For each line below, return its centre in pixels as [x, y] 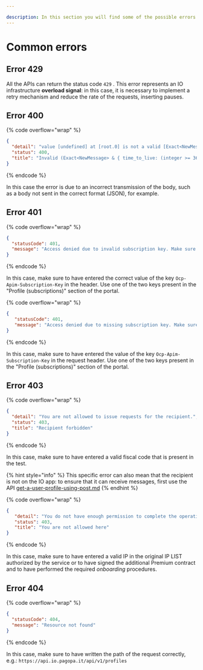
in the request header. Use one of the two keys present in [123, 360]
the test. [17, 463]
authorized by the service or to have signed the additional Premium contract [101, 563]
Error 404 [25, 588]
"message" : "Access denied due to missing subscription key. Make [100, 325]
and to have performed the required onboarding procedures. [82, 569]
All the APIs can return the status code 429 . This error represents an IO [95, 84]
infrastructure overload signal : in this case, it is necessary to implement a [98, 90]
